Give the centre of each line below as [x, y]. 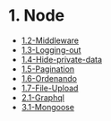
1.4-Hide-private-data [61, 59]
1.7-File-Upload [50, 88]
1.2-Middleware [50, 40]
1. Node [37, 16]
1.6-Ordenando [49, 78]
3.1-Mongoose [48, 107]
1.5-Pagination [48, 69]
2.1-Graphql [43, 97]
